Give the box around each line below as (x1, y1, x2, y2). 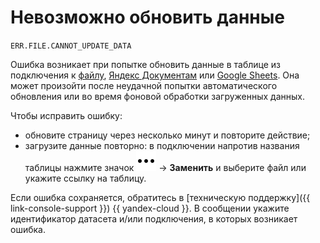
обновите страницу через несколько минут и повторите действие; (24, 129, 311, 141)
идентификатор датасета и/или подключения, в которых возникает (10, 212, 298, 225)
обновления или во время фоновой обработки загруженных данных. (10, 90, 306, 102)
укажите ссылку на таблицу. (24, 172, 147, 184)
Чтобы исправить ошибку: (10, 109, 123, 121)
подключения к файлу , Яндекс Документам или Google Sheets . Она (10, 69, 300, 81)
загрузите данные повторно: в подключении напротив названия (24, 139, 300, 151)
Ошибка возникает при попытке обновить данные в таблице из (10, 58, 281, 70)
